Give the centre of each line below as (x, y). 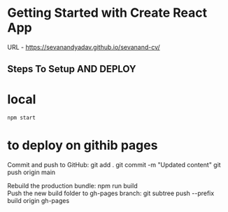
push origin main (31, 172)
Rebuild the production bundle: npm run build (72, 186)
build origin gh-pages (38, 201)
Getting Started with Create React (107, 13)
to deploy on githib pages (83, 146)
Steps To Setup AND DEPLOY (72, 69)
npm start (22, 118)
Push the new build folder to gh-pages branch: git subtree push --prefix (111, 193)
